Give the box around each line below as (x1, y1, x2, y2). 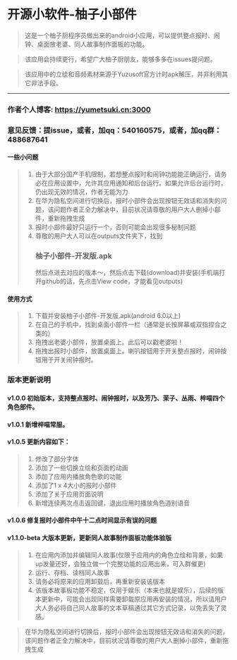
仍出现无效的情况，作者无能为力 (35, 188, 128, 196)
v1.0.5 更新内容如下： (7, 438, 71, 446)
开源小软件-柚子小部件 (7, 6, 138, 23)
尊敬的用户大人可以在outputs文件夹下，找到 (35, 231, 163, 240)
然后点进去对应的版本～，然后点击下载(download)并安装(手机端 (35, 269, 219, 277)
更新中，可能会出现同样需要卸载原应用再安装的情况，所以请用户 (41, 594, 227, 603)
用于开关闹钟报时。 (41, 355, 97, 364)
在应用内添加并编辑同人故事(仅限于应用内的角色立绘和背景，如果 (35, 551, 224, 559)
